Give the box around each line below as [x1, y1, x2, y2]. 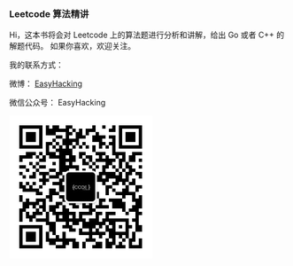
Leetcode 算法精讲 [9, 7, 89, 20]
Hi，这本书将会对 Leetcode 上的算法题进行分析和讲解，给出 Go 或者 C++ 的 [9, 29, 285, 41]
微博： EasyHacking [9, 78, 82, 90]
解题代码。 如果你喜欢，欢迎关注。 [9, 41, 135, 51]
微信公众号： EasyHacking [9, 98, 106, 108]
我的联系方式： [9, 59, 64, 70]
